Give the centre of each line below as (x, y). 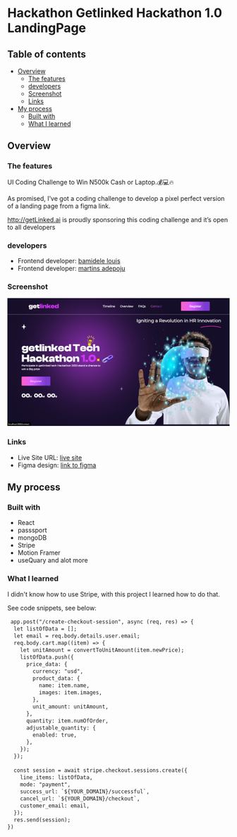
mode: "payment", (45, 784)
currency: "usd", (58, 671)
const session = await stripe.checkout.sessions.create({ (101, 770)
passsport (32, 530)
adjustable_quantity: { (61, 728)
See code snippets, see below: (52, 608)
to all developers (31, 227)
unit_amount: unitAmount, (71, 706)
